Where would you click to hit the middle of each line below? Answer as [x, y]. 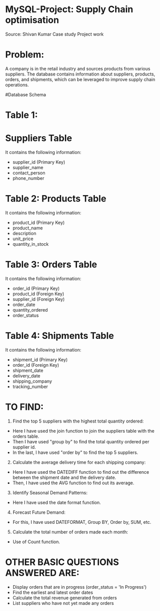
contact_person [29, 173]
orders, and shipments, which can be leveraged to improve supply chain [80, 79]
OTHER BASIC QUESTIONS [62, 562]
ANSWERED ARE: [42, 573]
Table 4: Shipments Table [60, 336]
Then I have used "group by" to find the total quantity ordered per [81, 441]
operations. [17, 85]
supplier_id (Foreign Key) [38, 299]
